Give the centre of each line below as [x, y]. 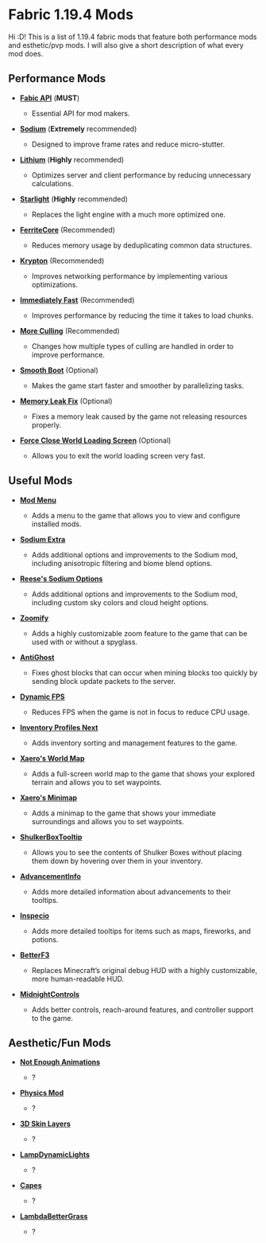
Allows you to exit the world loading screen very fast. [118, 455]
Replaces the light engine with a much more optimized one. [129, 214]
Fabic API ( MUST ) [50, 98]
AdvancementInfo [50, 876]
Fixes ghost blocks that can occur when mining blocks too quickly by [145, 672]
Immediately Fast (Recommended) [77, 299]
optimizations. [54, 284]
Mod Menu [38, 500]
